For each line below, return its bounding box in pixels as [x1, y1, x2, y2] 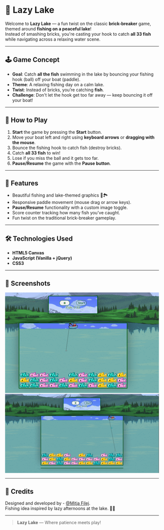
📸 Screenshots [5, 279, 51, 287]
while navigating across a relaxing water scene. [5, 36, 101, 42]
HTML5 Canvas [12, 250, 44, 256]
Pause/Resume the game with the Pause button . [12, 160, 111, 166]
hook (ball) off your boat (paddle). [12, 76, 81, 82]
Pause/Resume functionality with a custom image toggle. [12, 204, 128, 210]
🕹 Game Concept [5, 56, 60, 64]
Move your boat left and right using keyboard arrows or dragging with [12, 134, 155, 140]
